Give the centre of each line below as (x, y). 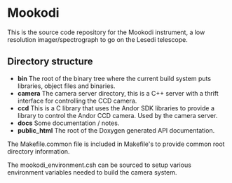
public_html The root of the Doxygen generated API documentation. (116, 130)
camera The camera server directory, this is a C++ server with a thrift (118, 93)
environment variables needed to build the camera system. (92, 172)
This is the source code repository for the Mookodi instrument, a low (106, 32)
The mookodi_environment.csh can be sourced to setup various (99, 165)
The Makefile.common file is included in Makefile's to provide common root (116, 144)
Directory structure (50, 62)
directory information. (39, 151)
